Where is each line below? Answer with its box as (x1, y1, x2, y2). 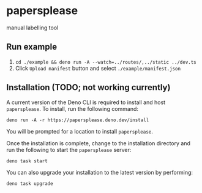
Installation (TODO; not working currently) (6, 82, 171, 93)
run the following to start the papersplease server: (6, 146, 132, 153)
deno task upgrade (6, 180, 53, 187)
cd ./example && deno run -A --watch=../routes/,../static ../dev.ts (15, 59, 197, 65)
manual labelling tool (6, 24, 59, 31)
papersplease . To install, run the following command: (6, 105, 139, 112)
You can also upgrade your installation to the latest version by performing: (6, 168, 193, 176)
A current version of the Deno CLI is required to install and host (6, 99, 166, 106)
